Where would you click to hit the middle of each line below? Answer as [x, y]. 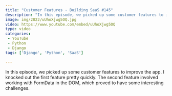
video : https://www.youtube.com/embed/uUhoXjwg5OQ [60, 24]
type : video [18, 29]
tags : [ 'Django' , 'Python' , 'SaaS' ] [44, 53]
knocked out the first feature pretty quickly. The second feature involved [82, 77]
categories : [18, 34]
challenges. [17, 88]
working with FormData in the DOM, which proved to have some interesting [84, 83]
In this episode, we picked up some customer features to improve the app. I [85, 71]
